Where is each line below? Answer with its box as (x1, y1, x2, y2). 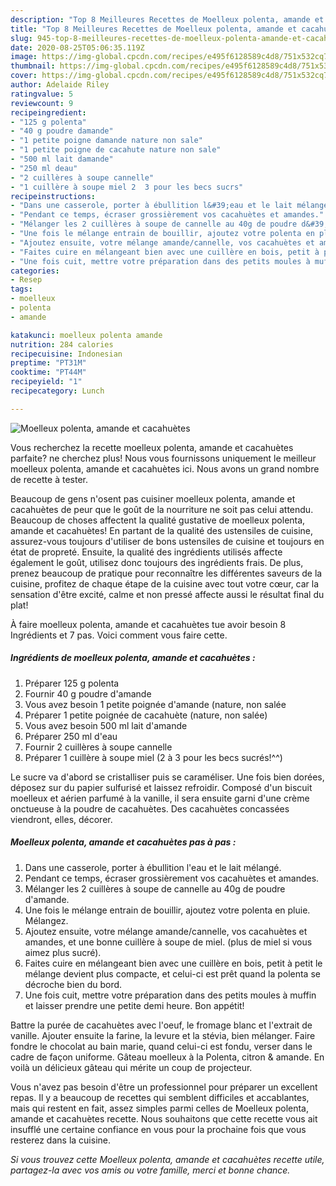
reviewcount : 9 (10, 98, 74, 108)
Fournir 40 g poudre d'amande (24, 687, 152, 700)
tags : (10, 284, 33, 295)
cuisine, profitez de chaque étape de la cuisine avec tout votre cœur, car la (10, 577, 320, 590)
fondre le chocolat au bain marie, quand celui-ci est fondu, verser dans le (10, 1040, 313, 1052)
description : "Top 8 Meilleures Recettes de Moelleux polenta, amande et (10, 14, 325, 25)
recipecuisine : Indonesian (10, 349, 123, 359)
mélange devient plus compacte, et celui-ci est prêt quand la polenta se (24, 967, 321, 980)
